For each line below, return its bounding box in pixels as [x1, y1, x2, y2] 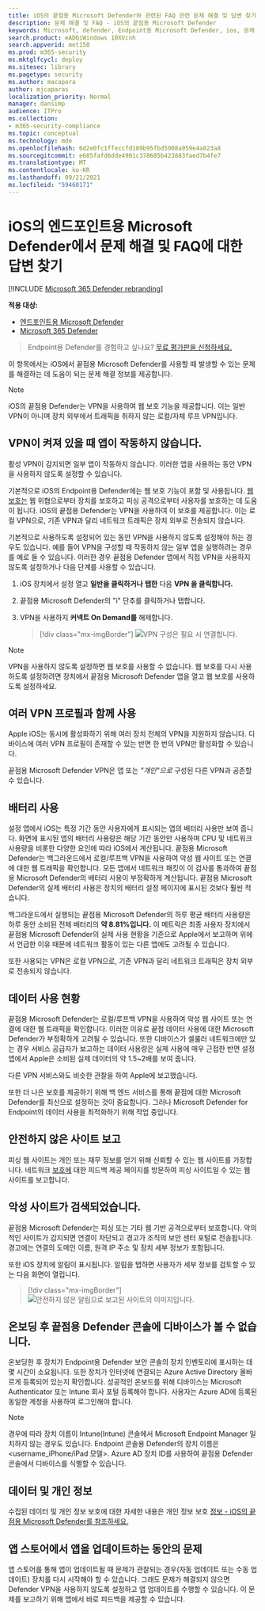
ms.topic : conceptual [8, 129, 80, 137]
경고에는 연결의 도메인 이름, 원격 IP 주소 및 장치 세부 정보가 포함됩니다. [8, 1243, 225, 1252]
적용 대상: [8, 300, 38, 310]
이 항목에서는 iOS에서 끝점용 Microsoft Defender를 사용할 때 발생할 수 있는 [8, 359, 241, 368]
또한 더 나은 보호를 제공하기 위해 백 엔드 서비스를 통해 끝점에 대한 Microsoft [8, 1087, 241, 1097]
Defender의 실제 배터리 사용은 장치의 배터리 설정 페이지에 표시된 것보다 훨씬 [8, 883, 244, 893]
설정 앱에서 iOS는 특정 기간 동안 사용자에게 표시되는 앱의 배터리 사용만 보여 [8, 824, 239, 833]
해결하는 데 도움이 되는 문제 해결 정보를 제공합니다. [16, 369, 172, 379]
